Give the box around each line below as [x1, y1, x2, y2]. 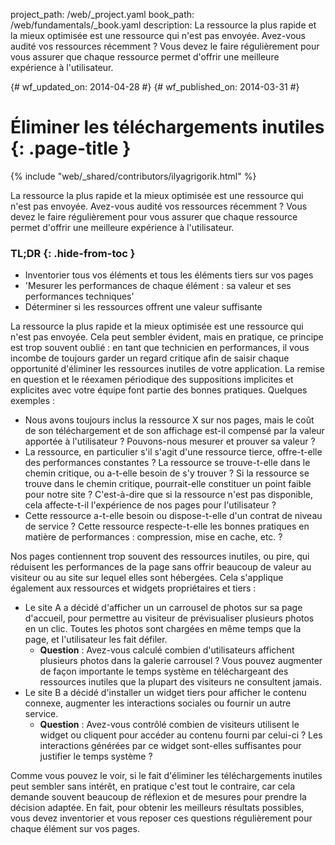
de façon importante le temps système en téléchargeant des [39, 665, 289, 678]
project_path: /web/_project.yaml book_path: [10, 9, 195, 20]
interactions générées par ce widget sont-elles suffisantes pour [39, 740, 302, 752]
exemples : [10, 395, 56, 407]
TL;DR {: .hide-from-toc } [10, 246, 136, 260]
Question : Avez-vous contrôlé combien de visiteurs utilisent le [39, 719, 300, 731]
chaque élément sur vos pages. [10, 823, 140, 835]
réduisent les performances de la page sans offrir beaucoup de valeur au [10, 561, 312, 573]
